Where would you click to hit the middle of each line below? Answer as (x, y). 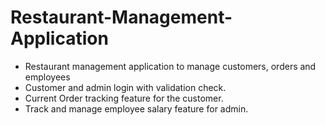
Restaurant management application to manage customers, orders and (170, 66)
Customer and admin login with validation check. (125, 87)
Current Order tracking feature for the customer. (124, 98)
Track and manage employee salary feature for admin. (136, 108)
